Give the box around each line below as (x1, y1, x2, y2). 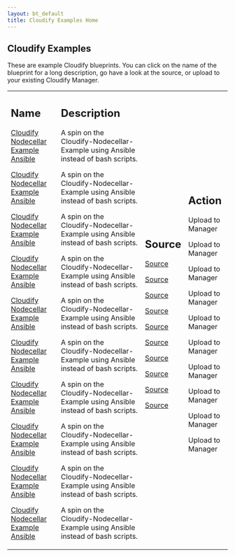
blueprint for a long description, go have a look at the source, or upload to (7, 68, 220, 77)
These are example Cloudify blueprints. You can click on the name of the (7, 61, 217, 70)
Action (187, 194, 222, 207)
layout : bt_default (7, 10, 64, 17)
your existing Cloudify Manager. (7, 76, 99, 85)
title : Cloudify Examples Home (7, 17, 99, 24)
